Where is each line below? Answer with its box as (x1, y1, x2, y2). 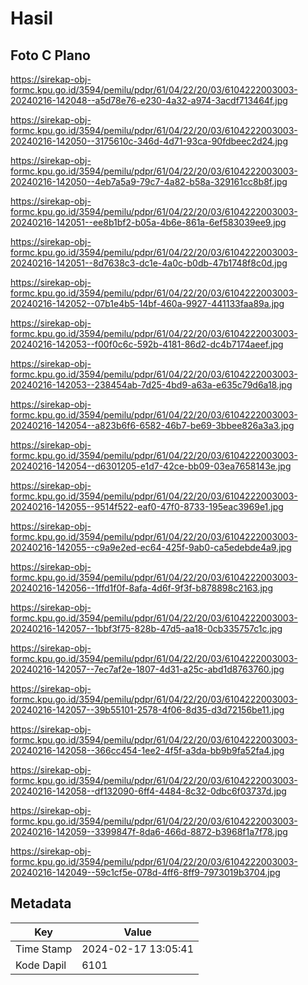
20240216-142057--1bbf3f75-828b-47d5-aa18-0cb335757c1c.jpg (10, 623, 283, 634)
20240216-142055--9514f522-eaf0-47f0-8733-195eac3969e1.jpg (10, 501, 284, 512)
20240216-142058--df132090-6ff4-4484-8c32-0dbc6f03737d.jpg (10, 785, 287, 797)
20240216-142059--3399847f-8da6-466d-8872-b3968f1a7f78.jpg (10, 826, 288, 837)
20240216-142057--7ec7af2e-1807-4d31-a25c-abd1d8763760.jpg (10, 663, 285, 675)
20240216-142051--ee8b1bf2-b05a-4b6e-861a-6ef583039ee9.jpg (10, 217, 287, 228)
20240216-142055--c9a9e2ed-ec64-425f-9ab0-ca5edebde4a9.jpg (10, 542, 292, 553)
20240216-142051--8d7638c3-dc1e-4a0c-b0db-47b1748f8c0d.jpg (10, 257, 288, 269)
